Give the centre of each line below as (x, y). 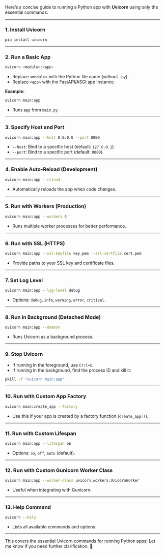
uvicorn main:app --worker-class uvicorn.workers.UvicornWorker (72, 481)
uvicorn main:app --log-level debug (42, 291)
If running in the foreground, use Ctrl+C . (53, 365)
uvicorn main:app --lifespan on (38, 443)
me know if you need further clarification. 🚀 (49, 546)
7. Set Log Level (24, 280)
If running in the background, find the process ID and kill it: (71, 370)
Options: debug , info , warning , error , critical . (59, 300)
